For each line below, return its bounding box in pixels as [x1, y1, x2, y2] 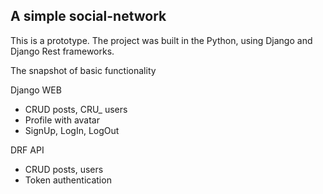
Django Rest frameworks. [10, 45, 115, 57]
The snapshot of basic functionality [10, 64, 157, 76]
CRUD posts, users [24, 163, 104, 175]
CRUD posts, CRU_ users [24, 103, 128, 115]
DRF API [10, 144, 45, 156]
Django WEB [10, 84, 62, 96]
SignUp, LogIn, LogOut [24, 124, 120, 136]
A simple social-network [10, 8, 167, 25]
